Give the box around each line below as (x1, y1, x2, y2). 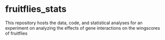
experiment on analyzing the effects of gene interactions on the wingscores (5, 25, 161, 31)
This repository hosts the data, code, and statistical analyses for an (5, 20, 143, 26)
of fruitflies (5, 30, 28, 36)
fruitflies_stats (5, 3, 67, 15)
